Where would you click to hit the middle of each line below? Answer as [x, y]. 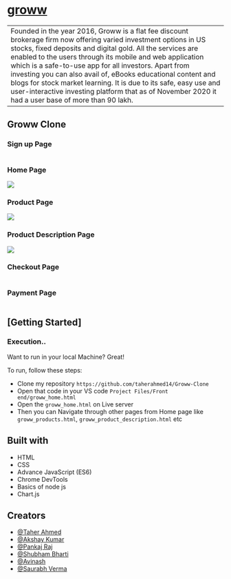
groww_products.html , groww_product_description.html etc [100, 419]
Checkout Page [33, 267]
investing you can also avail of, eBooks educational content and [113, 74]
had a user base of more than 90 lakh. [72, 100]
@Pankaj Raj [35, 547]
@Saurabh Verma [42, 569]
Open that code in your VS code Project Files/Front [92, 391]
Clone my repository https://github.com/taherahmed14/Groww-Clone [113, 383]
